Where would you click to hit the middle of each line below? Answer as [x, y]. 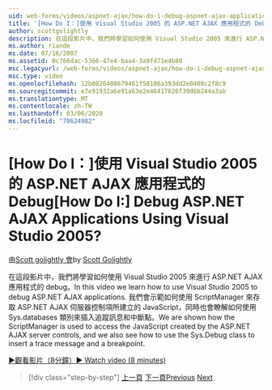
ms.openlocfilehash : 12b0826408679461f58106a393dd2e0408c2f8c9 [117, 83]
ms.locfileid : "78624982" [52, 121]
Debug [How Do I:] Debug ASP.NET [127, 202]
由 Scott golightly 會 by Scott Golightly [70, 259]
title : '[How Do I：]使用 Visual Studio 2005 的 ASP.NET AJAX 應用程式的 [130, 23]
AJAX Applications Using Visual [119, 219]
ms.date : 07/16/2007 [43, 53]
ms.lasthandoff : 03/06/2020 [56, 114]
